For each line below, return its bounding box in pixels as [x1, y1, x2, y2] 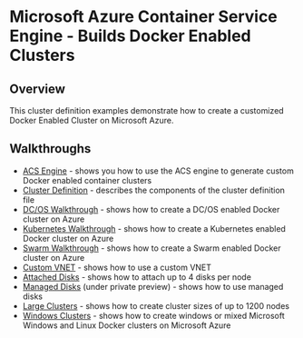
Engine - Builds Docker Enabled [9, 25, 251, 46]
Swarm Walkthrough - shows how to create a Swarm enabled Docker [22, 243, 281, 253]
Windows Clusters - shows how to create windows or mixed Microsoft [22, 310, 285, 321]
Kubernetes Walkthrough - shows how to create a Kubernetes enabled [22, 223, 286, 234]
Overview [9, 81, 66, 96]
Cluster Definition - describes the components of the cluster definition [22, 184, 286, 195]
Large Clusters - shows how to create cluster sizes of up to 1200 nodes [22, 300, 290, 311]
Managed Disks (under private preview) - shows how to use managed [22, 281, 284, 292]
